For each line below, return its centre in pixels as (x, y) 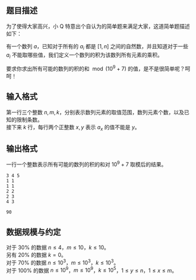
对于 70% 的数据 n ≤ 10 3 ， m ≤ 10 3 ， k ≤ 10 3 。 (63, 262)
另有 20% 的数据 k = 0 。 (37, 254)
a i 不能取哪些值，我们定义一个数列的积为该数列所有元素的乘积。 (85, 55)
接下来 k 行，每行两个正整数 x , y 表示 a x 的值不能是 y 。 (73, 128)
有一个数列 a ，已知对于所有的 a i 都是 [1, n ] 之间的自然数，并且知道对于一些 (97, 47)
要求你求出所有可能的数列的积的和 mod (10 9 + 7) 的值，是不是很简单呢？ (96, 69)
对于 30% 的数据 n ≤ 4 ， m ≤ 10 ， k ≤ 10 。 (58, 247)
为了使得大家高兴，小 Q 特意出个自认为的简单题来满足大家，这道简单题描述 (98, 26)
